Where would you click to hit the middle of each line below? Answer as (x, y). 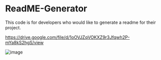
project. (13, 27)
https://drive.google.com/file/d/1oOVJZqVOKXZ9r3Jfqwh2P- (68, 37)
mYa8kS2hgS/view (24, 42)
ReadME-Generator (46, 9)
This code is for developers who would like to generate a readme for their (80, 22)
